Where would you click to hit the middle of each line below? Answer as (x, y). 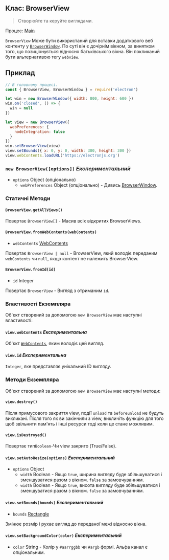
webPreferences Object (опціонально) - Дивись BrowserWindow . (89, 185)
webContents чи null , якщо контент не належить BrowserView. (72, 258)
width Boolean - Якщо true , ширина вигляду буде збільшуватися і (91, 475)
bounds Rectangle (31, 514)
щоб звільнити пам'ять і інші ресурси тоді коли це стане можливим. (80, 423)
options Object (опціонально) (44, 180)
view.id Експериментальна (36, 355)
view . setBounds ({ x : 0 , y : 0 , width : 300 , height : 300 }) (68, 151)
